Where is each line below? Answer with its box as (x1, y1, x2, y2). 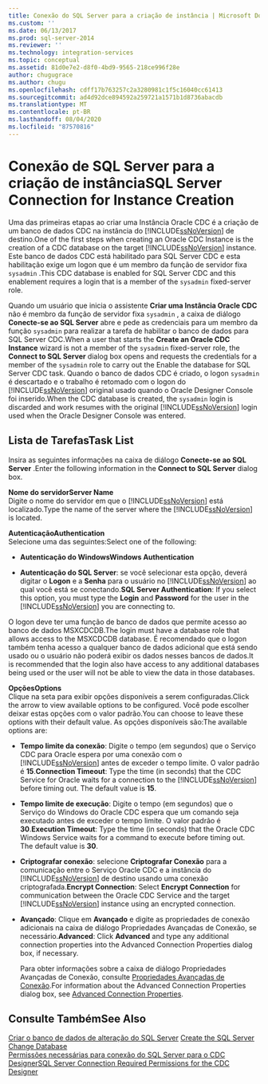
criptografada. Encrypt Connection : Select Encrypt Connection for (19, 882, 241, 891)
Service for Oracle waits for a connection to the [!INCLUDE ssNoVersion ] (19, 775, 258, 784)
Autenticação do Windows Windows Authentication (19, 552, 195, 562)
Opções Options (8, 683, 62, 693)
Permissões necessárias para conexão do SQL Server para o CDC (8, 1050, 226, 1060)
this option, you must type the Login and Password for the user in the (19, 593, 250, 603)
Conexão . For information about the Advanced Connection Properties (19, 980, 246, 990)
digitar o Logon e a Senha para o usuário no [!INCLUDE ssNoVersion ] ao (19, 575, 257, 586)
